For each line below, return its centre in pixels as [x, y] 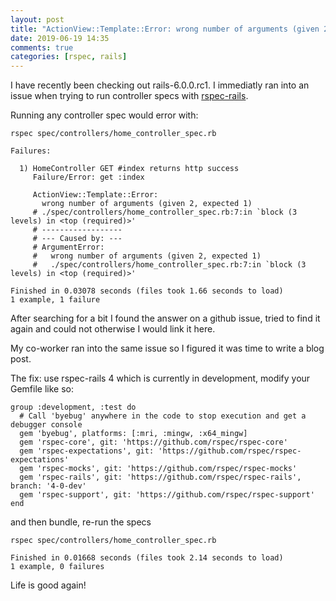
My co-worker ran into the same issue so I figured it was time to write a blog [167, 348]
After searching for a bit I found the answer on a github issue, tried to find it [165, 318]
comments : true [42, 47]
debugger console [46, 425]
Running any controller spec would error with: [104, 115]
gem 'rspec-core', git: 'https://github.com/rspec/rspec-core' [153, 442]
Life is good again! [48, 585]
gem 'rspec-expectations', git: [87, 451]
